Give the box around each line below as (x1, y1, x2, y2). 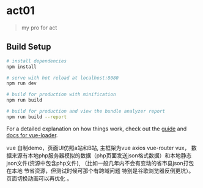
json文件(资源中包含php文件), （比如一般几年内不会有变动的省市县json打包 (6, 159, 194, 167)
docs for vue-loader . (6, 131, 58, 138)
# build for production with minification (6, 91, 116, 98)
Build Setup (6, 42, 51, 52)
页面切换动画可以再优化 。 (6, 175, 72, 182)
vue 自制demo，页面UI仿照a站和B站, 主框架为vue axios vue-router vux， (6, 144, 190, 151)
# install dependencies (6, 58, 67, 64)
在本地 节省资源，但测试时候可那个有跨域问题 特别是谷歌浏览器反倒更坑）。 (6, 167, 194, 175)
